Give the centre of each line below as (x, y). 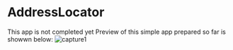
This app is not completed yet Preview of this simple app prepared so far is (117, 32)
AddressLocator (56, 12)
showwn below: (30, 39)
